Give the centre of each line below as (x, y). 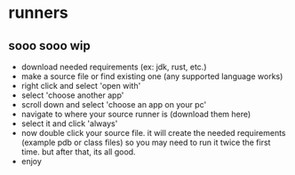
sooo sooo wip (49, 46)
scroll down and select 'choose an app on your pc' (114, 104)
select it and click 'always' (69, 123)
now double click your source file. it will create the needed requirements (153, 133)
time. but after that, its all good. (78, 152)
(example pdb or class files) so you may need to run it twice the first (146, 142)
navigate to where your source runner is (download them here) (136, 114)
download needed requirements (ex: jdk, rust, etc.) (114, 67)
